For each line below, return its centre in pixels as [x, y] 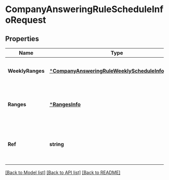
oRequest [26, 20]
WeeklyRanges [26, 71]
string [57, 144]
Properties [22, 39]
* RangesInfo [65, 104]
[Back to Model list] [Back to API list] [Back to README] [63, 172]
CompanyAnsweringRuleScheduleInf [84, 9]
